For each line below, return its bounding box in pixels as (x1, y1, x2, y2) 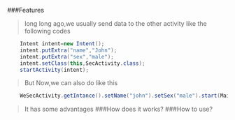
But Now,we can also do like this (24, 79, 118, 87)
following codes (24, 27, 71, 35)
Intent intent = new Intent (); (20, 40, 105, 47)
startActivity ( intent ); (20, 66, 90, 73)
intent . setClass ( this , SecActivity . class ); (20, 59, 145, 67)
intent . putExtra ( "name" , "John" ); (20, 47, 117, 54)
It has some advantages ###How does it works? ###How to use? (24, 105, 213, 114)
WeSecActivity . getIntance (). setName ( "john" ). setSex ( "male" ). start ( (20, 92, 220, 100)
